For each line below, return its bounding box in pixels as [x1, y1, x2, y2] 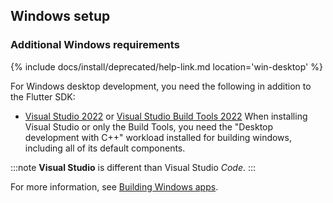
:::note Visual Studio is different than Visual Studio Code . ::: [10, 161, 257, 173]
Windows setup [10, 8, 111, 25]
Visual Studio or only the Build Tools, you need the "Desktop [24, 120, 274, 133]
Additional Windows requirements [10, 38, 180, 52]
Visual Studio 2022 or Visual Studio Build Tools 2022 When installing [24, 110, 308, 122]
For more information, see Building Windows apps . [10, 180, 219, 193]
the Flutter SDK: [10, 90, 76, 103]
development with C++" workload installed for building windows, [24, 131, 292, 143]
